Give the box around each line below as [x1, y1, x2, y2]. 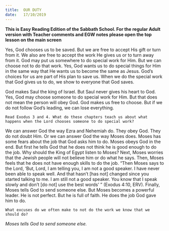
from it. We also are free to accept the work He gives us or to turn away [5, 52, 154, 58]
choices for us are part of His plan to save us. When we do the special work [5, 73, 163, 79]
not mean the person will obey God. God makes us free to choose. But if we [5, 99, 162, 105]
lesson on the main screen [5, 36, 62, 43]
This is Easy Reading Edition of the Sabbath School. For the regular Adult [5, 26, 160, 32]
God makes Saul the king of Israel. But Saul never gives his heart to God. [5, 88, 156, 95]
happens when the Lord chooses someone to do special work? [5, 119, 135, 124]
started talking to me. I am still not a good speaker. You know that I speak [5, 176, 157, 182]
